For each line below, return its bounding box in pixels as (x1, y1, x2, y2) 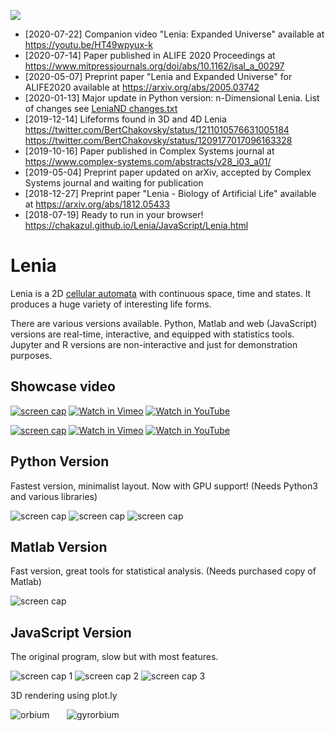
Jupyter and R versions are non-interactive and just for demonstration (10, 338, 298, 350)
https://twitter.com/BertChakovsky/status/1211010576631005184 (24, 124, 290, 135)
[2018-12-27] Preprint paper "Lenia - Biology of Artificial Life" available (24, 188, 317, 199)
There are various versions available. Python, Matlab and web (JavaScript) (10, 317, 318, 329)
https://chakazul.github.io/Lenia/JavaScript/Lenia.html (24, 220, 249, 231)
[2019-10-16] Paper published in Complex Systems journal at (24, 145, 275, 157)
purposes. (10, 349, 53, 361)
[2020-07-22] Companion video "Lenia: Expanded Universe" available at (24, 28, 325, 40)
